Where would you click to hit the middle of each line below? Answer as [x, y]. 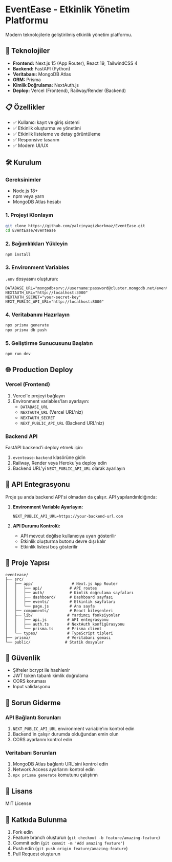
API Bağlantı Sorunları [33, 717]
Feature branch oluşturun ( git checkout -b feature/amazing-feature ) [86, 838]
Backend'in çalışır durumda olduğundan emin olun [66, 734]
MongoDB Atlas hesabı [37, 202]
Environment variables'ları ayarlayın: [51, 401]
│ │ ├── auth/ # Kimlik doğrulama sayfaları [70, 593]
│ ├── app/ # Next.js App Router [61, 584]
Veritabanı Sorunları [31, 753]
